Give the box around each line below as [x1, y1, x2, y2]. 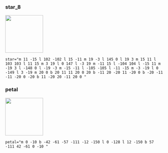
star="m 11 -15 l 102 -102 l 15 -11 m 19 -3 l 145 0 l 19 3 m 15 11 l [5, 57, 156, 62]
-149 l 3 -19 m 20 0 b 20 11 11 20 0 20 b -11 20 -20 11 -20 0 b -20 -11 [5, 70, 163, 75]
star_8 [5, 4, 21, 11]
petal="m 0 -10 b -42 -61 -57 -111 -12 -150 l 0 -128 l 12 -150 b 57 [5, 139, 154, 144]
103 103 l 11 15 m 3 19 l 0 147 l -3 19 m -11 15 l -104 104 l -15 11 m [5, 61, 161, 66]
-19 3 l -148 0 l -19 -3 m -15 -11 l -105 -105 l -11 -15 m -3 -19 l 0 [5, 66, 158, 71]
